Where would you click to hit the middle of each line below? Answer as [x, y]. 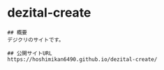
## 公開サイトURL [30, 53]
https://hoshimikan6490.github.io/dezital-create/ [82, 59]
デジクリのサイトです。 [36, 40]
